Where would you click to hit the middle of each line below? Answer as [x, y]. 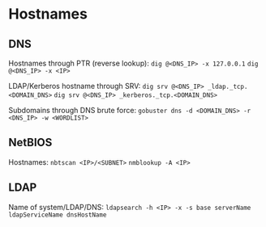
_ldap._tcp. [228, 86]
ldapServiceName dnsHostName [58, 215]
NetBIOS [30, 143]
